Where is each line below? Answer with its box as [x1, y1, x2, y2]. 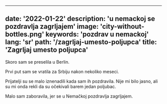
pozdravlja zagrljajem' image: [5, 22, 99, 31]
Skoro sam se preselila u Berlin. [5, 59, 70, 65]
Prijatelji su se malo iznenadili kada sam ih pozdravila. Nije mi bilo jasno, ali [5, 78, 158, 84]
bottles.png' [5, 30, 44, 39]
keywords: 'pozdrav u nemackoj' [45, 30, 149, 39]
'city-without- [100, 22, 145, 31]
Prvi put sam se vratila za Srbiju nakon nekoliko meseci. [5, 68, 119, 75]
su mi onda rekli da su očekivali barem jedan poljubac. [5, 83, 116, 90]
